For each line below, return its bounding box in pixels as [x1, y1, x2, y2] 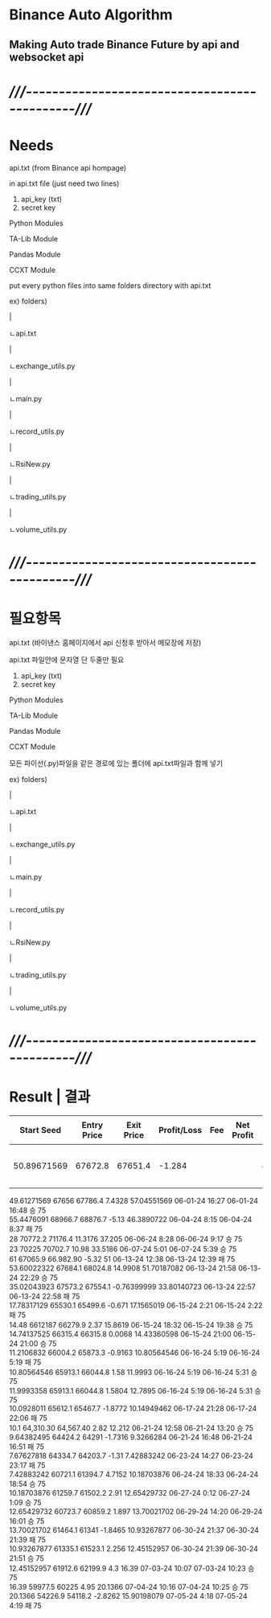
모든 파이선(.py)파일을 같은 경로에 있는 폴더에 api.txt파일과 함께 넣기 [9, 758, 224, 768]
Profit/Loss [158, 1124, 203, 1135]
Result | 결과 [9, 1088, 91, 1106]
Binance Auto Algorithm [9, 6, 173, 24]
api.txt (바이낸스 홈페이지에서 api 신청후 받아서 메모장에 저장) [9, 637, 202, 647]
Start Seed [19, 1124, 62, 1135]
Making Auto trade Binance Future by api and [9, 38, 240, 51]
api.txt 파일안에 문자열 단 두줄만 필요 [9, 654, 125, 665]
